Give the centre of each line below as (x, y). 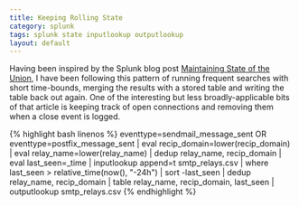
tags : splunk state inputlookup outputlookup (96, 34)
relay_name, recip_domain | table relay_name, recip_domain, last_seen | (142, 183)
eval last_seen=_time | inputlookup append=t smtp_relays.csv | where (139, 163)
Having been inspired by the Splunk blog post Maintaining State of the (140, 69)
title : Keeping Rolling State (66, 18)
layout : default (40, 43)
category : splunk (42, 26)
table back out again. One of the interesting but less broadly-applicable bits (150, 98)
